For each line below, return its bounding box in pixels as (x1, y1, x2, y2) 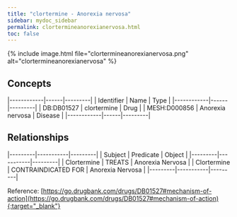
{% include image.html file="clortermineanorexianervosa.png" (7, 49, 189, 58)
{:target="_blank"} (7, 201, 61, 210)
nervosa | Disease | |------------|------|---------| (7, 111, 151, 120)
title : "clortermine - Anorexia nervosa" (7, 10, 132, 18)
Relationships (7, 131, 69, 143)
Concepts (7, 77, 52, 89)
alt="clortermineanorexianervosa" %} (7, 57, 117, 66)
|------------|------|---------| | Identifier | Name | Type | (7, 96, 171, 105)
